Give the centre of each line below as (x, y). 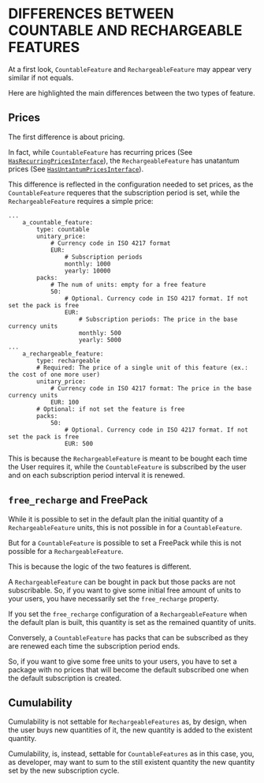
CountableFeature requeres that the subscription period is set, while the (124, 192)
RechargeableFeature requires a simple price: (81, 201)
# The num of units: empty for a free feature (128, 284)
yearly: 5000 (100, 340)
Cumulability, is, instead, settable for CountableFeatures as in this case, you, (131, 754)
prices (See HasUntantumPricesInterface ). (76, 169)
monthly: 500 (100, 333)
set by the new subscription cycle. (64, 770)
